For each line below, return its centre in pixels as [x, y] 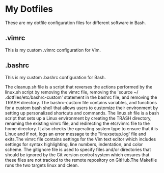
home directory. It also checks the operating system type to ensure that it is [82, 128]
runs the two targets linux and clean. [42, 165]
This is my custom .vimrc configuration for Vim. [53, 50]
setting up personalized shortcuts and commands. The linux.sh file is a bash [82, 113]
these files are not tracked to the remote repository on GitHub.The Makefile [81, 160]
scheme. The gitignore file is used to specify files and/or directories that [78, 149]
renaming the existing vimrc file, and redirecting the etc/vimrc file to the [78, 123]
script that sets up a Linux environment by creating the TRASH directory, [79, 118]
